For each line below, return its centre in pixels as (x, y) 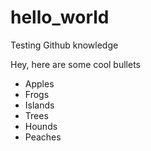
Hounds (41, 126)
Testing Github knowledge (64, 45)
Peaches (43, 137)
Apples (39, 83)
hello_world (60, 17)
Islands (39, 105)
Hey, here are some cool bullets (75, 64)
